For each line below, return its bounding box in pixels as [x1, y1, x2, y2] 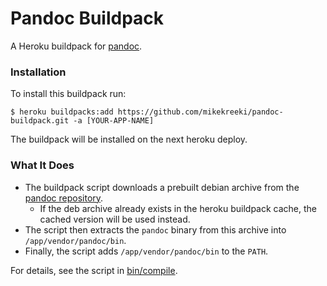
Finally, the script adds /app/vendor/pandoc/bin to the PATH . [24, 245, 269, 257]
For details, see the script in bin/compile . [10, 264, 178, 276]
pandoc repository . [24, 192, 104, 204]
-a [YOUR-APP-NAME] [73, 116, 155, 126]
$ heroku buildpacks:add [10, 107, 114, 117]
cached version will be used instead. [39, 213, 191, 225]
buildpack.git [10, 116, 70, 126]
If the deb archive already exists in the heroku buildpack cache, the [39, 202, 318, 214]
